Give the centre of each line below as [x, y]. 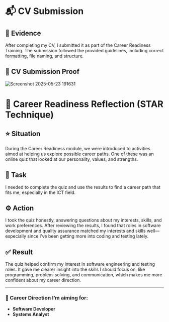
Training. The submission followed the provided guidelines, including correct [84, 50]
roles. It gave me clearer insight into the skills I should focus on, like [75, 270]
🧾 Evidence [23, 33]
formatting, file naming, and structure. [45, 56]
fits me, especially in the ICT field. [40, 192]
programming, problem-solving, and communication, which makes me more [84, 275]
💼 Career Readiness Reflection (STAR [84, 104]
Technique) [30, 115]
